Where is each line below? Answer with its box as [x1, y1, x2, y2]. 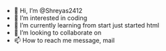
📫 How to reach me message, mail [13, 37, 115, 44]
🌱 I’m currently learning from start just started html [13, 21, 160, 29]
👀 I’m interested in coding [13, 14, 88, 22]
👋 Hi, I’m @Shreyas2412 [13, 7, 83, 14]
